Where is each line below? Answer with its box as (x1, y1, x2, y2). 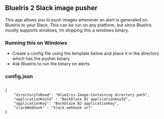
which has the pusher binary (12, 56, 70, 61)
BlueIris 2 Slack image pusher (5, 4, 98, 12)
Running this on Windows (5, 39, 68, 46)
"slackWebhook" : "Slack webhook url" (14, 105, 93, 110)
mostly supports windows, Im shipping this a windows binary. (5, 27, 129, 33)
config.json (5, 73, 33, 80)
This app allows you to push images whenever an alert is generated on (5, 17, 148, 22)
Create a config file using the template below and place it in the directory (12, 51, 160, 57)
